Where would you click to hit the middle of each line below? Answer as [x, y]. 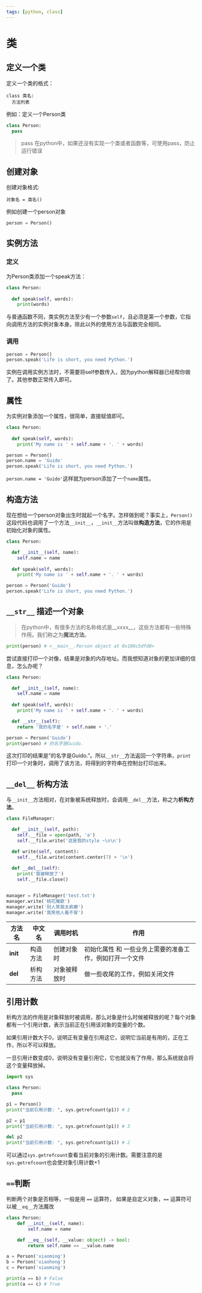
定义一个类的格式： [30, 83]
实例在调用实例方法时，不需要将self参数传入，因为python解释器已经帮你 [96, 372]
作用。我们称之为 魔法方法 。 [55, 634]
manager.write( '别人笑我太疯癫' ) [45, 907]
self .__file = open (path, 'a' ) [56, 835]
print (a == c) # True [33, 1284]
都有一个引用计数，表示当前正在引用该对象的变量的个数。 [77, 1025]
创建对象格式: [23, 187]
